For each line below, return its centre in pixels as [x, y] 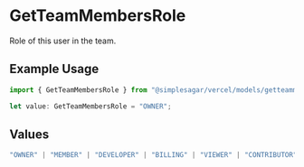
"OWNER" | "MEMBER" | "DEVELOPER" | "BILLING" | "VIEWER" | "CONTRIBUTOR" [153, 155]
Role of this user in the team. [63, 41]
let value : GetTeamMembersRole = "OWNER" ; [90, 106]
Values [29, 134]
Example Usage [54, 69]
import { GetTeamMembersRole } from [78, 90]
